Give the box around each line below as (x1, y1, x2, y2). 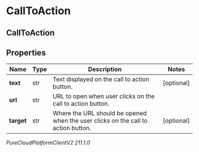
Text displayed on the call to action (52, 75, 150, 83)
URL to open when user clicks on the (52, 92, 155, 101)
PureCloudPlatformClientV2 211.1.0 (6, 139, 91, 146)
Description (88, 65, 122, 73)
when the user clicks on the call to (52, 117, 148, 125)
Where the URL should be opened (52, 109, 147, 118)
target (9, 117, 27, 125)
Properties (6, 47, 46, 57)
